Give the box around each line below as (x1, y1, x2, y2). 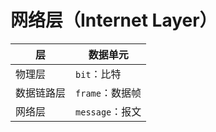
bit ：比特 (75, 67, 122, 81)
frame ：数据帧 (75, 86, 142, 100)
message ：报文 (75, 104, 142, 118)
